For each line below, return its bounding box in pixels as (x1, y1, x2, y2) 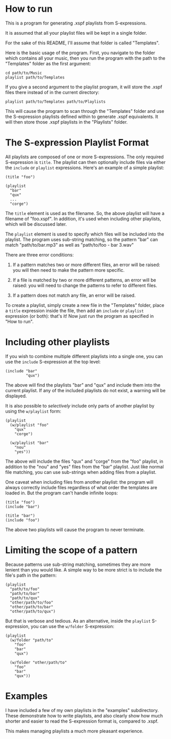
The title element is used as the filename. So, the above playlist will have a (5, 210, 164, 216)
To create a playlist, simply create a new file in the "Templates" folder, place (5, 302, 164, 308)
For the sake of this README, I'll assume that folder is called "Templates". (5, 39, 160, 46)
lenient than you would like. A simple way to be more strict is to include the (5, 566, 162, 573)
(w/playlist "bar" (10, 440, 49, 445)
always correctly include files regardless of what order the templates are (5, 484, 158, 490)
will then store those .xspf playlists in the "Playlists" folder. (5, 118, 128, 125)
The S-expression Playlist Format (5, 137, 149, 149)
